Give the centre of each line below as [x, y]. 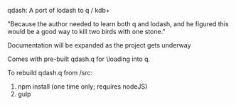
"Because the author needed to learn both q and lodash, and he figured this [118, 24]
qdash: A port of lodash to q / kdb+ [59, 10]
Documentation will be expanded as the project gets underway [99, 45]
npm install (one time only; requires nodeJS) [82, 87]
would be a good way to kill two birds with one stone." [86, 32]
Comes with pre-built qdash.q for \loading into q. [79, 59]
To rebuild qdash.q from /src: [50, 73]
